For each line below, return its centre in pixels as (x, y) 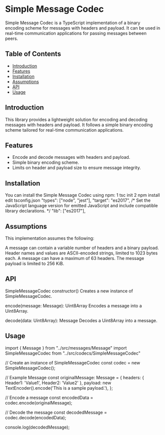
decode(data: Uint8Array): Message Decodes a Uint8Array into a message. (81, 320)
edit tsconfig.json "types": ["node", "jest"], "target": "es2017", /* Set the (78, 200)
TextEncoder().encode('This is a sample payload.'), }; (59, 388)
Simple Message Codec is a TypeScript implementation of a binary (73, 23)
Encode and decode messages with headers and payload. (71, 157)
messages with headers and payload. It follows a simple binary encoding (79, 125)
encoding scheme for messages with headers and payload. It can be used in (83, 28)
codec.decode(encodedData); (36, 417)
